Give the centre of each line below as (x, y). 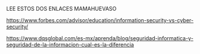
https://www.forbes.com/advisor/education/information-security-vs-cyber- (100, 20)
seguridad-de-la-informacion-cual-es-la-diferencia (70, 45)
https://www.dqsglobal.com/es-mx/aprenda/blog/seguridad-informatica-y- (100, 38)
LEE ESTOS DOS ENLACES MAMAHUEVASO (61, 9)
